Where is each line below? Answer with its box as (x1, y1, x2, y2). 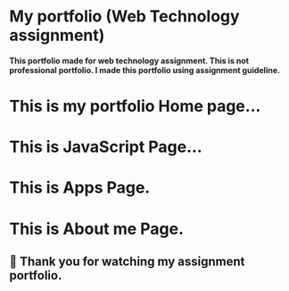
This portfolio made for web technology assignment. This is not (9, 55, 250, 66)
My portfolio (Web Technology (9, 6, 240, 27)
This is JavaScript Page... (9, 137, 202, 157)
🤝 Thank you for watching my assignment (9, 254, 245, 269)
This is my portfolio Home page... (9, 96, 261, 116)
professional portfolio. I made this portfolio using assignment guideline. (9, 64, 281, 75)
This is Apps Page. (9, 178, 151, 198)
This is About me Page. (9, 219, 185, 238)
